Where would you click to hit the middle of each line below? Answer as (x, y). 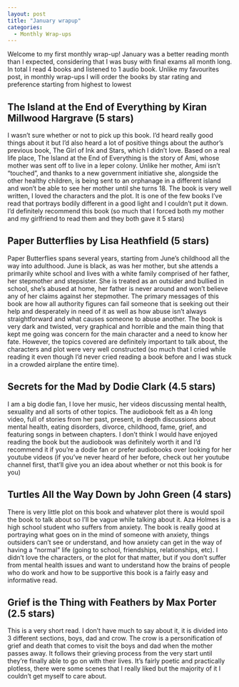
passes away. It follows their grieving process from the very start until (110, 653)
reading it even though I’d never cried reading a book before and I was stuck (119, 357)
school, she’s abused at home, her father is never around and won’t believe (118, 288)
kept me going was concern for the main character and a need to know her (117, 334)
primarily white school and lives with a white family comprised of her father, (118, 273)
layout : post (27, 14)
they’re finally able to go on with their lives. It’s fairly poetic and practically (116, 661)
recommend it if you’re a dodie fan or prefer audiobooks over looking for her (119, 449)
